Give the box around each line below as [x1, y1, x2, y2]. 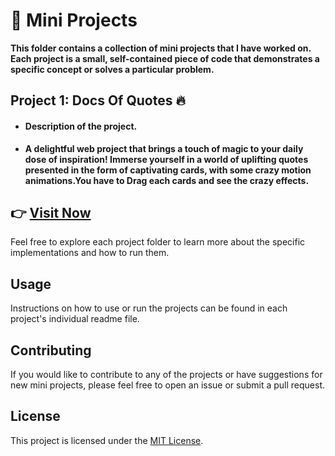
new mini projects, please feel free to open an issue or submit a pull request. [10, 379, 326, 391]
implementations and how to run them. [10, 247, 170, 259]
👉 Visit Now [10, 204, 92, 221]
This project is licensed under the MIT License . [10, 434, 204, 446]
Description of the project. [24, 120, 138, 132]
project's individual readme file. [10, 313, 140, 325]
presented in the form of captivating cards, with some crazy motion [24, 164, 312, 176]
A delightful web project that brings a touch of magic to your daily [24, 142, 304, 154]
